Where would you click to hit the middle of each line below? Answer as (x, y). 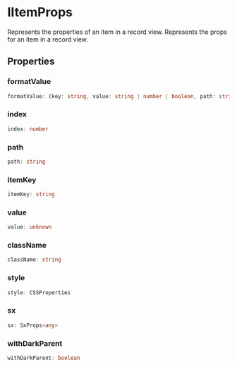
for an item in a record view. (48, 39)
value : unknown (30, 227)
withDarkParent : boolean (44, 358)
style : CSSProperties (39, 293)
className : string (34, 260)
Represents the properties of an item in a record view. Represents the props (117, 32)
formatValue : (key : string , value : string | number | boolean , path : (112, 96)
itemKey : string (31, 195)
